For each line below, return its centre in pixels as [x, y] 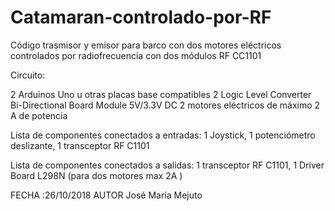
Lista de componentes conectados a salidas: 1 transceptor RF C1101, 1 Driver [167, 165]
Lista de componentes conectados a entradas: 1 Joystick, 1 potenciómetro [163, 135]
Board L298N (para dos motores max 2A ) [96, 175]
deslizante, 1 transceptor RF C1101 [80, 145]
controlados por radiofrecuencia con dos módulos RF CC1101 [136, 55]
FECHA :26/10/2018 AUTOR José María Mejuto [106, 195]
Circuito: [28, 75]
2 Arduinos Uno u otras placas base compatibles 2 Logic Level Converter [161, 94]
